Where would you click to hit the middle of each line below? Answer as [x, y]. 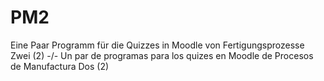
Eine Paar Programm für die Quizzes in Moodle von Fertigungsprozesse [157, 45]
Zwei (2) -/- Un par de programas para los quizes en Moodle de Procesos [162, 55]
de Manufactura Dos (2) [60, 66]
